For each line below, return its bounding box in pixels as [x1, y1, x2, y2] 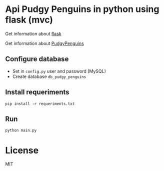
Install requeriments [5, 88, 69, 96]
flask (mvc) [5, 14, 53, 25]
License [5, 144, 39, 156]
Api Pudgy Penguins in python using [5, 3, 159, 15]
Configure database [5, 55, 69, 63]
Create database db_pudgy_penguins [12, 73, 86, 79]
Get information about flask [5, 30, 61, 36]
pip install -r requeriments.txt [5, 101, 75, 106]
